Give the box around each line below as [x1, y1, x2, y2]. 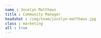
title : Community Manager [5, 12, 61, 17]
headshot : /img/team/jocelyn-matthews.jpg [5, 16, 97, 21]
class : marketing [5, 21, 43, 26]
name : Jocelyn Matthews [5, 7, 56, 12]
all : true [5, 26, 28, 31]
